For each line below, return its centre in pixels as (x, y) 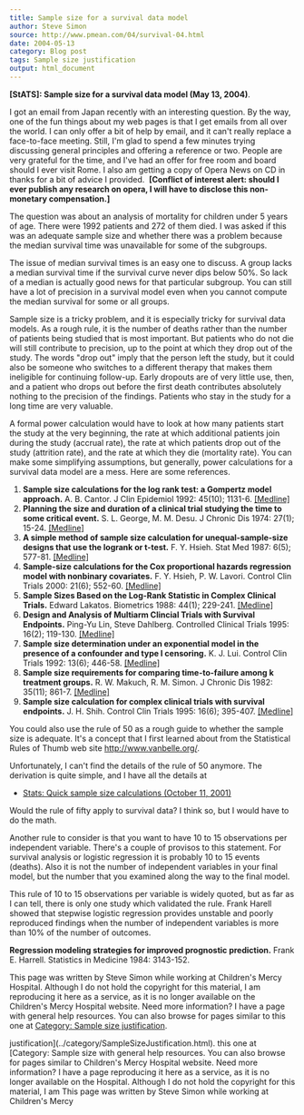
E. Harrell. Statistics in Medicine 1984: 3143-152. (100, 960)
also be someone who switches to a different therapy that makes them (141, 367)
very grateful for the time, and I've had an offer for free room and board (143, 160)
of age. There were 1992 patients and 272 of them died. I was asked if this (148, 226)
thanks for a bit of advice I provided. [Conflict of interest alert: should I (144, 179)
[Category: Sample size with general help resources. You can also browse (147, 1052)
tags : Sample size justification (73, 60)
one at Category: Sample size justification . (88, 1025)
